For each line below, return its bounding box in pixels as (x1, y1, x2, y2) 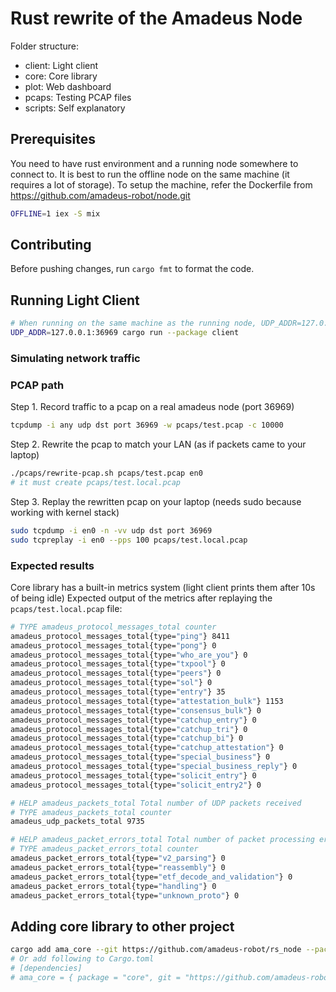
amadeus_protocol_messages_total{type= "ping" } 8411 (10, 631, 230, 641)
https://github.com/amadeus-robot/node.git (10, 189, 191, 201)
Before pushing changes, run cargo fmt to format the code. (10, 263, 255, 275)
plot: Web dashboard (24, 80, 112, 92)
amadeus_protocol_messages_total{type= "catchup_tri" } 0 (10, 724, 248, 734)
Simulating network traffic (10, 351, 141, 365)
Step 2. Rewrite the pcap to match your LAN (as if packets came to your (10, 438, 307, 451)
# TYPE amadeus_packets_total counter (10, 807, 172, 817)
